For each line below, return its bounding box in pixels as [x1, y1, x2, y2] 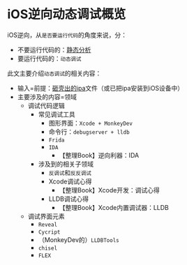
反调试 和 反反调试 [48, 168, 92, 176]
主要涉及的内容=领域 [17, 92, 77, 101]
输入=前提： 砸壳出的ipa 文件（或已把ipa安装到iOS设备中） [17, 84, 184, 92]
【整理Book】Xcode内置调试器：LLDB [59, 203, 169, 211]
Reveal [38, 221, 58, 228]
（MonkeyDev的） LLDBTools [38, 235, 120, 244]
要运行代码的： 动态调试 [17, 54, 82, 63]
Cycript [38, 228, 61, 236]
